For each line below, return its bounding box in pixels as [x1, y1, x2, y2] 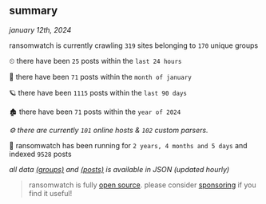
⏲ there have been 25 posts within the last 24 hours [9, 56, 182, 65]
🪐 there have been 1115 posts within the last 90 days [9, 88, 187, 97]
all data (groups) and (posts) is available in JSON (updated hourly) [9, 164, 230, 174]
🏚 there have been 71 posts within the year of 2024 [9, 107, 181, 116]
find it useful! [28, 188, 73, 198]
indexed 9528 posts [9, 149, 72, 159]
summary [9, 4, 58, 18]
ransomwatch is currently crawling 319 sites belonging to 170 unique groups [9, 41, 259, 50]
